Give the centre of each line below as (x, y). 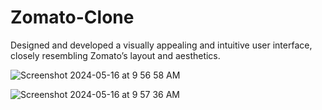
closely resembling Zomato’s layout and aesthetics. (115, 55)
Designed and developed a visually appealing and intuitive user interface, (161, 45)
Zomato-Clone (72, 17)
